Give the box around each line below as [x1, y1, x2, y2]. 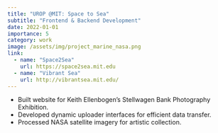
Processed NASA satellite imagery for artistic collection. [17, 118, 182, 127]
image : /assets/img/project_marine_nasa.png [7, 43, 141, 50]
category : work [7, 37, 53, 44]
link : [7, 50, 23, 57]
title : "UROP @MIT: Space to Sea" [7, 10, 110, 18]
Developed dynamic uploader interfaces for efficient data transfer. [17, 110, 212, 119]
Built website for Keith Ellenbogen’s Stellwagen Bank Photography [17, 96, 211, 104]
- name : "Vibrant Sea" [13, 69, 81, 76]
